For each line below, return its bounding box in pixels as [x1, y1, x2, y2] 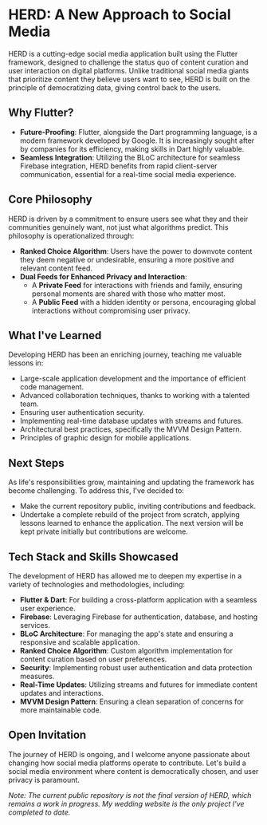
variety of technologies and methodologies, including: [8, 580, 186, 589]
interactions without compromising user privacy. [31, 306, 190, 315]
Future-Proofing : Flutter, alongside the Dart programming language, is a [19, 127, 257, 136]
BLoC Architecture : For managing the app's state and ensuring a [19, 629, 234, 638]
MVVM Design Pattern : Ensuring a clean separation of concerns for [19, 697, 245, 706]
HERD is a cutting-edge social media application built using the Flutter [8, 49, 238, 58]
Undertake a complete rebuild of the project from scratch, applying [19, 510, 241, 519]
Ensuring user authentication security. [19, 408, 145, 417]
